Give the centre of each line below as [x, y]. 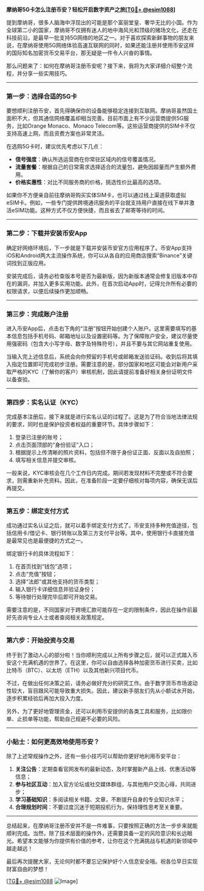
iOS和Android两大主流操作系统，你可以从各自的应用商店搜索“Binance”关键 [100, 255]
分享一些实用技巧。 [46, 73]
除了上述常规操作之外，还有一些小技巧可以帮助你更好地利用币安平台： [94, 756]
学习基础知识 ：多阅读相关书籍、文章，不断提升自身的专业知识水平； [100, 800]
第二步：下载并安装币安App [47, 234]
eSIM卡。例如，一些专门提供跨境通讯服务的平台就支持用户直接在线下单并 [98, 203]
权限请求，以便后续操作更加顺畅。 [49, 291]
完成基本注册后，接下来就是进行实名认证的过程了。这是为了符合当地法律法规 [102, 417]
